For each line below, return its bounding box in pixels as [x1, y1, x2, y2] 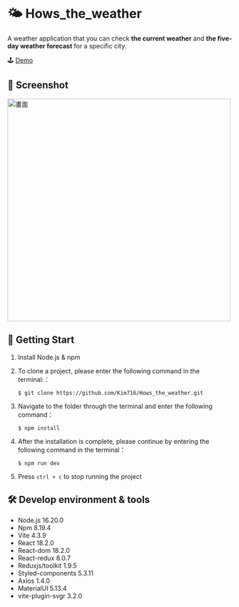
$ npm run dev [17, 460, 60, 467]
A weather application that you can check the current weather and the [7, 33, 216, 43]
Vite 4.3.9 [17, 531, 46, 540]
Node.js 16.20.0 [17, 516, 64, 524]
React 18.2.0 [17, 539, 55, 547]
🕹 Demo [7, 56, 34, 64]
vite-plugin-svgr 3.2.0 [17, 592, 83, 601]
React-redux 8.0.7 [17, 554, 71, 563]
